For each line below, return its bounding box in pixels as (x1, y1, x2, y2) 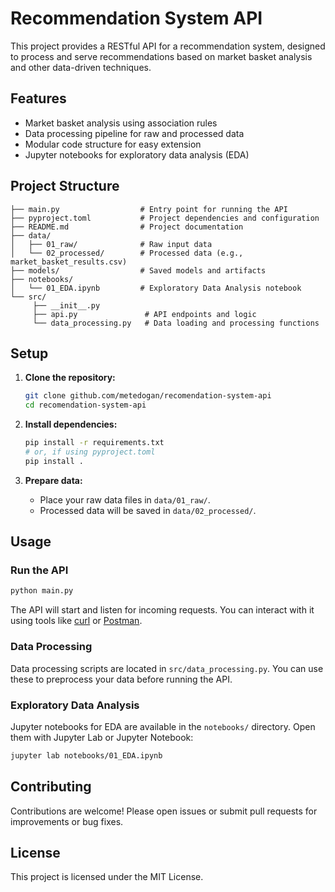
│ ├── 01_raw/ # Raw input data (10, 239, 213, 249)
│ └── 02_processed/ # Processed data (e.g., (10, 248, 244, 258)
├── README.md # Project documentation (10, 222, 244, 232)
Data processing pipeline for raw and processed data (24, 127, 245, 139)
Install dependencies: (24, 418, 118, 431)
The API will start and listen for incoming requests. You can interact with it (10, 604, 315, 616)
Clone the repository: (24, 372, 116, 384)
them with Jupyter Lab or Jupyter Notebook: (10, 731, 194, 743)
